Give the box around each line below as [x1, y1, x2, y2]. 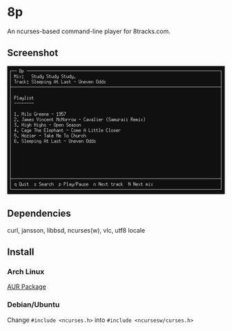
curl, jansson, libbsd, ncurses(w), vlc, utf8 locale [7, 226, 146, 234]
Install [7, 247, 35, 258]
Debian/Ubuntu [7, 300, 60, 310]
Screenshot [7, 47, 59, 59]
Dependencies [7, 208, 71, 220]
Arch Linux [7, 267, 45, 276]
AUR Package [7, 283, 46, 291]
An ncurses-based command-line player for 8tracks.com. [7, 27, 171, 35]
